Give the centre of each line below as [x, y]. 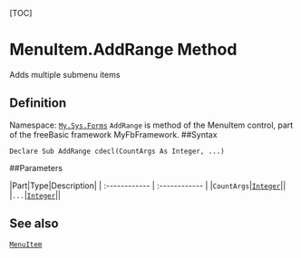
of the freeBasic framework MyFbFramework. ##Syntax [113, 134]
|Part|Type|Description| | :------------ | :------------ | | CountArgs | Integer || [148, 186]
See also [34, 224]
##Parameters [36, 167]
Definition [38, 103]
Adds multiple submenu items [65, 74]
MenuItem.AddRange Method [123, 50]
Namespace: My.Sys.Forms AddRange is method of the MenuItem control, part [151, 125]
